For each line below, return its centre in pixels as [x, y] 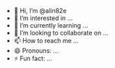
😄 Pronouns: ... [36, 51]
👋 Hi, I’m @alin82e [40, 11]
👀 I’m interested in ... [43, 18]
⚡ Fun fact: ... [33, 58]
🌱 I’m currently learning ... [51, 25]
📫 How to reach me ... [46, 41]
